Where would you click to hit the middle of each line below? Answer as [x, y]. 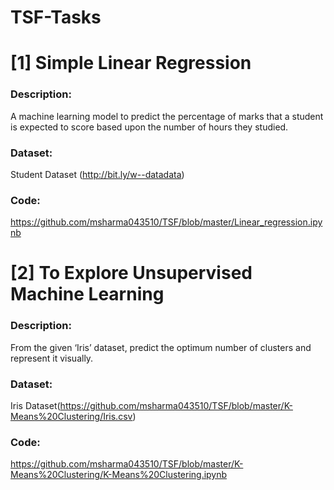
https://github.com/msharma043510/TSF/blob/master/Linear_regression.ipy [166, 222]
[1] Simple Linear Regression [131, 63]
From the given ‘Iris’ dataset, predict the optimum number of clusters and [161, 347]
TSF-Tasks [56, 17]
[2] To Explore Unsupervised [131, 273]
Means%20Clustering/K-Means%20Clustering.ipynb [119, 475]
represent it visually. [52, 358]
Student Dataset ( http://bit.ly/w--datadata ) [97, 174]
